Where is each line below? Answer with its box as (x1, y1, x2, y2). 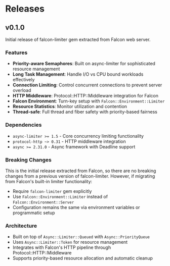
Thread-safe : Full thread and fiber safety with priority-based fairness (12, 109, 158, 115)
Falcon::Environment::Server (12, 200, 74, 205)
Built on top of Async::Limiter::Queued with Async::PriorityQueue (12, 234, 150, 240)
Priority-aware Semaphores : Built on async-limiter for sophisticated (12, 61, 156, 67)
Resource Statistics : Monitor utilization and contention (12, 103, 127, 110)
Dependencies (5, 122, 42, 129)
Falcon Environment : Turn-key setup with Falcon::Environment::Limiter (12, 98, 165, 104)
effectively (12, 77, 35, 83)
